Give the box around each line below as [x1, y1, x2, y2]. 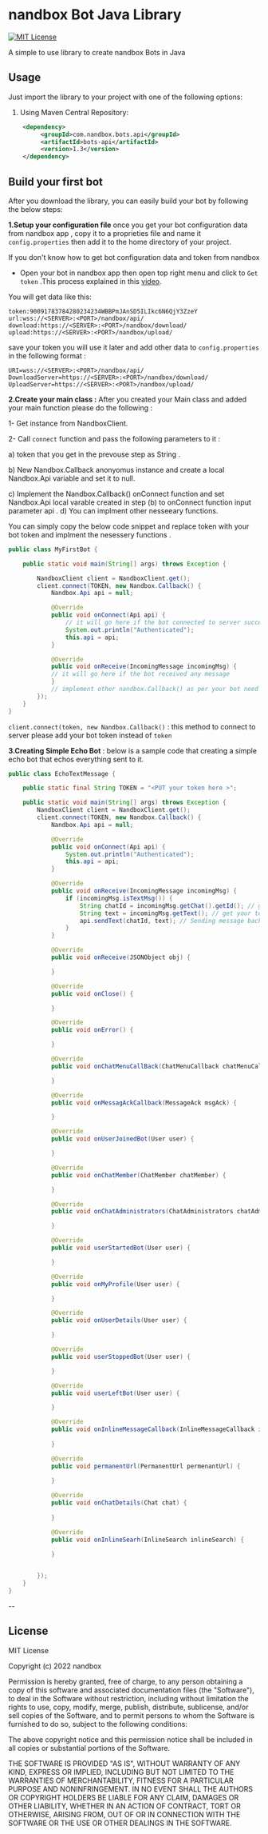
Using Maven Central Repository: [19, 107, 129, 117]
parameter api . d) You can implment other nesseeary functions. [8, 505, 219, 515]
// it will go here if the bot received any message [50, 670, 230, 678]
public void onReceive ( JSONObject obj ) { [50, 953, 191, 961]
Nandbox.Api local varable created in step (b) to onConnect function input [8, 497, 251, 507]
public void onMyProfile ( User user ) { [50, 1280, 180, 1289]
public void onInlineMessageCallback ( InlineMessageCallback [50, 1425, 255, 1433]
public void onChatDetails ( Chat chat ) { [50, 1499, 187, 1507]
